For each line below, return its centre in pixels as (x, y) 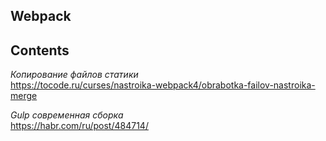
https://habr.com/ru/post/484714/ (79, 126)
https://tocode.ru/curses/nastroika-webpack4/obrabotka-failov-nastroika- (163, 85)
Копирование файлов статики (74, 75)
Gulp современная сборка (67, 115)
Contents (40, 50)
